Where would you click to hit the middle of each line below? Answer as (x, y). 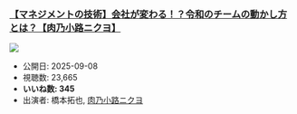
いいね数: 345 (48, 89)
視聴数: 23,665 (50, 78)
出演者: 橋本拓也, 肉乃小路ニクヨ (82, 100)
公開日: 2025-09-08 (60, 66)
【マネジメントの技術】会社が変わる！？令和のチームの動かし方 (148, 14)
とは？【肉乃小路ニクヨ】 (65, 27)
